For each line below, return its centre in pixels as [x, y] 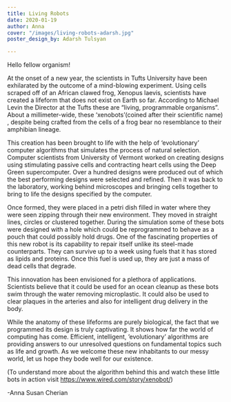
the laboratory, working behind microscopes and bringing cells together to [113, 187]
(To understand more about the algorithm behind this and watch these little [113, 372]
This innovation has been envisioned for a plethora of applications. [102, 279]
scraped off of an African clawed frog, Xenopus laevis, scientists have [107, 93]
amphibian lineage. [34, 130]
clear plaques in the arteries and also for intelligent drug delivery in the [108, 301]
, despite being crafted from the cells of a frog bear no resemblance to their [114, 122]
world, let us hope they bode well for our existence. [80, 359]
